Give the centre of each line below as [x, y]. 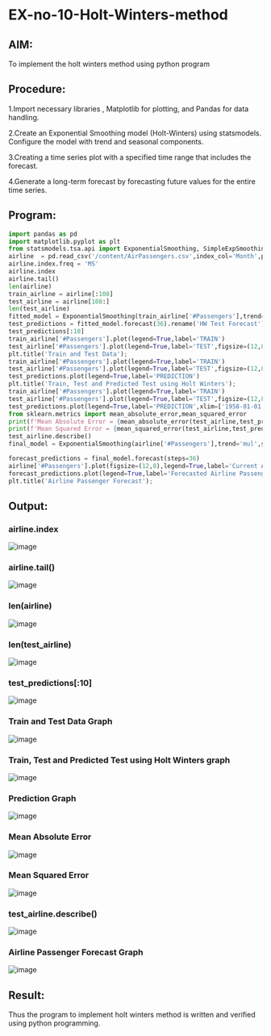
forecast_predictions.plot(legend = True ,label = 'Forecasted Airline [122, 474]
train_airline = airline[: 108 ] [61, 294]
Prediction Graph [42, 798]
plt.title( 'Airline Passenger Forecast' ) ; [81, 481]
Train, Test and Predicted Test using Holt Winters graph [119, 760]
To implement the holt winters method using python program [109, 64]
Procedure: [37, 89]
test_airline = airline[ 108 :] [59, 301]
